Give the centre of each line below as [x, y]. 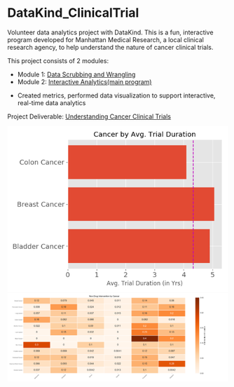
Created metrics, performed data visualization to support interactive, [116, 95]
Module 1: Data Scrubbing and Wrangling [76, 74]
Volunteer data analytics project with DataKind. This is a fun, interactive [110, 32]
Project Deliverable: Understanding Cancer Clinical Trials [89, 116]
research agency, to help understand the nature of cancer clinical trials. [110, 47]
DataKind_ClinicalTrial [73, 13]
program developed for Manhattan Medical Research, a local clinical [106, 39]
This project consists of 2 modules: [58, 60]
